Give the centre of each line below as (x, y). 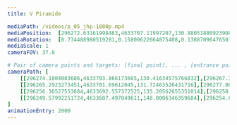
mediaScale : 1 (28, 46)
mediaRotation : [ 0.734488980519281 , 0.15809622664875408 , (94, 39)
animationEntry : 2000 (39, 111)
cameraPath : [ (28, 72)
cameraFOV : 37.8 (31, 53)
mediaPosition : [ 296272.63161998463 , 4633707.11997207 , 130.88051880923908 (120, 33)
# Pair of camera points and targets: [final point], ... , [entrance (113, 65)
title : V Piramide (34, 14)
